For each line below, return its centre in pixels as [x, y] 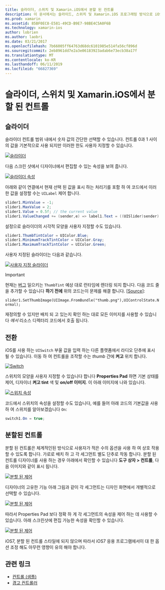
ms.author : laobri [24, 37]
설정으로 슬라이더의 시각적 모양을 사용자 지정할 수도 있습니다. [63, 226]
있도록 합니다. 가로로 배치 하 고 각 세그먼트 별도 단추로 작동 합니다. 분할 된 [86, 454]
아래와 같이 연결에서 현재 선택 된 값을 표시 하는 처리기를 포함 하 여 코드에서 [76, 187]
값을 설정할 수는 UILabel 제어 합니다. [45, 193]
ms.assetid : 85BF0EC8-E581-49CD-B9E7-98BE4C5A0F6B [58, 23]
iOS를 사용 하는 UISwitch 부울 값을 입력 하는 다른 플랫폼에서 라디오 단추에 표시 [80, 350]
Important [15, 275]
